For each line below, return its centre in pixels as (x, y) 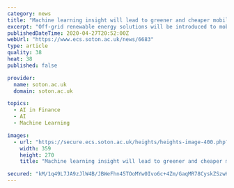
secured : (20, 174)
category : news (29, 14)
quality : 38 (24, 53)
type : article (28, 46)
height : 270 (37, 155)
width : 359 (36, 148)
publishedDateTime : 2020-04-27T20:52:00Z (68, 33)
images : (18, 135)
